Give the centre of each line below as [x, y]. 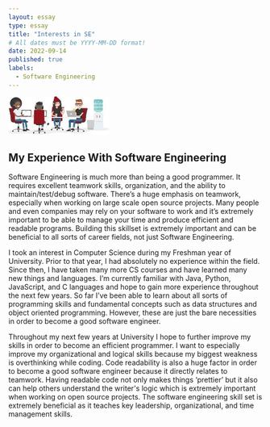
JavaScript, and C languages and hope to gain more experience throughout [134, 287]
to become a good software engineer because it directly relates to [118, 370]
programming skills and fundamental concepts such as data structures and [133, 304]
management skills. [40, 414]
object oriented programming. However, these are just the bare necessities [133, 312]
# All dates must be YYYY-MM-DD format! [77, 43]
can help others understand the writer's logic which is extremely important [132, 388]
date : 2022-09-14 [37, 51]
